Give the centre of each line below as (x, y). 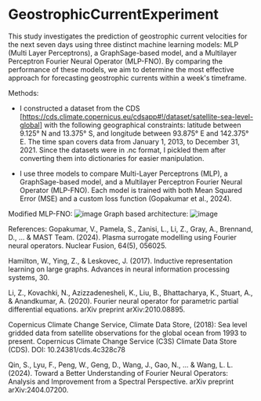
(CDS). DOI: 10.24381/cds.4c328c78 (67, 349)
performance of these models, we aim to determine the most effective (121, 69)
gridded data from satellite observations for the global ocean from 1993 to (127, 333)
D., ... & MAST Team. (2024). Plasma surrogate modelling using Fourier (122, 237)
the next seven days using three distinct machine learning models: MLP (123, 44)
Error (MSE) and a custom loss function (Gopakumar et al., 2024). (126, 199)
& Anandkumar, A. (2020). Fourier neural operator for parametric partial (123, 301)
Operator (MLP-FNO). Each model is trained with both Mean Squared (131, 190)
